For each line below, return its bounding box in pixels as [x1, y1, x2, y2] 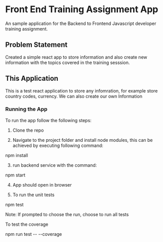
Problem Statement [5, 41, 68, 49]
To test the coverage [5, 221, 49, 227]
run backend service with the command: [12, 162, 97, 168]
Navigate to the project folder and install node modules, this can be [12, 137, 153, 143]
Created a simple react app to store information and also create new [5, 54, 148, 60]
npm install [5, 152, 28, 158]
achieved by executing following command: [12, 142, 104, 148]
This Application [5, 74, 59, 83]
